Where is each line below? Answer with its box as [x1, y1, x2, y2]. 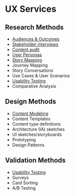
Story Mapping [12, 57, 42, 63]
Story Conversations [12, 67, 54, 73]
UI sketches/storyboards [12, 131, 62, 137]
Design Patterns [12, 142, 45, 148]
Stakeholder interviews [12, 41, 58, 47]
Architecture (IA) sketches [12, 126, 65, 132]
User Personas [12, 52, 42, 58]
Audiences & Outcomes [12, 36, 60, 42]
